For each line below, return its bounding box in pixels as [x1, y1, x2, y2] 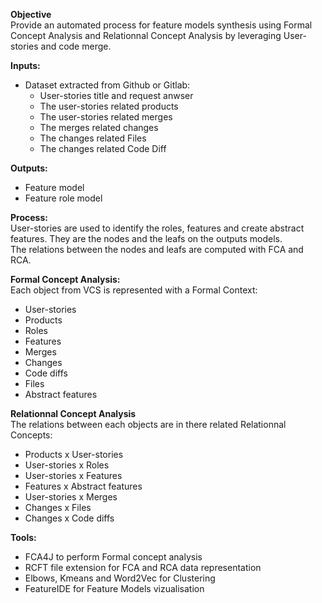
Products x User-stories [24, 449, 124, 460]
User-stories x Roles [24, 459, 110, 471]
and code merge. [40, 40, 112, 52]
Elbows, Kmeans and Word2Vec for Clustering [24, 572, 216, 584]
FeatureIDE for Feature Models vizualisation [24, 583, 205, 594]
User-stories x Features [24, 470, 123, 481]
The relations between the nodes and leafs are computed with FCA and [10, 244, 304, 255]
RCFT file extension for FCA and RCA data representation [24, 562, 262, 573]
